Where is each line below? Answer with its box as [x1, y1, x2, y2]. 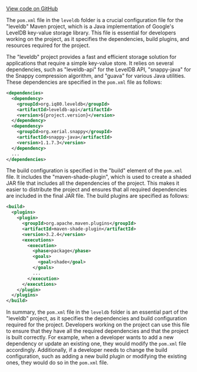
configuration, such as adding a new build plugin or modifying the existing [6, 353, 187, 360]
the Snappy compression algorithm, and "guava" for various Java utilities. [6, 72, 186, 79]
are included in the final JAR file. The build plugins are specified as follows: [6, 193, 189, 200]
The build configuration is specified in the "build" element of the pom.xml [6, 167, 183, 174]
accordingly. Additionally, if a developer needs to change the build [6, 346, 167, 354]
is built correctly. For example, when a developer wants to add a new [6, 334, 174, 341]
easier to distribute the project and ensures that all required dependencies [6, 186, 188, 193]
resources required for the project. [6, 42, 91, 49]
